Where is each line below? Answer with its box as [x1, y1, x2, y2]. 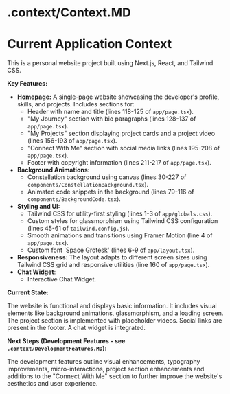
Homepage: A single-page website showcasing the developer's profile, [16, 93, 220, 101]
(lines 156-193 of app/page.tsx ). [27, 137, 117, 145]
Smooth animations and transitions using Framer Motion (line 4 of [27, 231, 213, 240]
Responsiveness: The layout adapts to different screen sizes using [16, 253, 207, 262]
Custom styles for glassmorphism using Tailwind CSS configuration [27, 217, 218, 225]
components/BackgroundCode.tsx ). [27, 195, 122, 203]
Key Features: [7, 80, 48, 88]
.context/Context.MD [7, 5, 132, 21]
